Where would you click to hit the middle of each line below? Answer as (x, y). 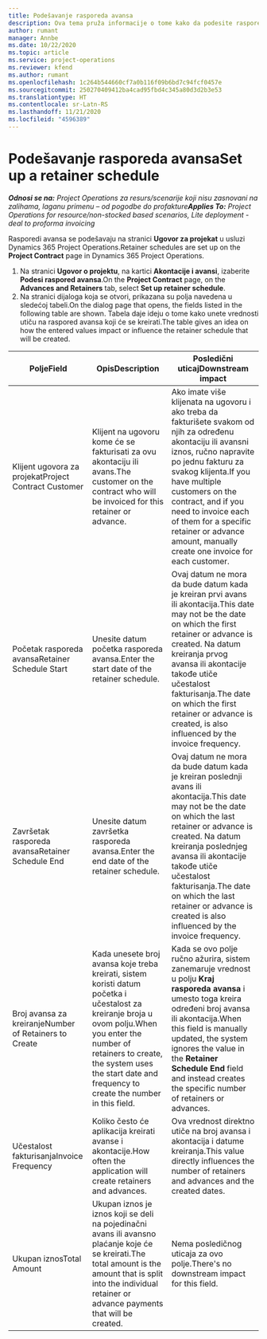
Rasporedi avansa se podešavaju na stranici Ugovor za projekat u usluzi (127, 238)
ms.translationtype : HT (48, 97)
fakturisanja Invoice (48, 1156)
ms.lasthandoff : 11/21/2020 (55, 112)
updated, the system (209, 1039)
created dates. (198, 1191)
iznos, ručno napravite (213, 451)
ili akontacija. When (207, 1019)
